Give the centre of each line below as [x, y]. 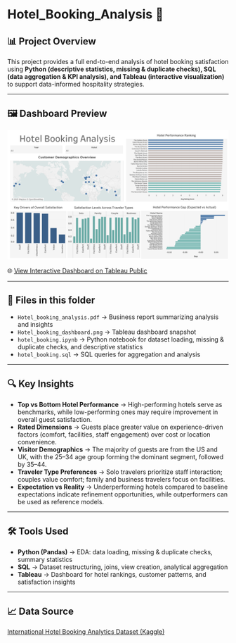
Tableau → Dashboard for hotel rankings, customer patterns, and [112, 574]
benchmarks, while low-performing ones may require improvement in [118, 412]
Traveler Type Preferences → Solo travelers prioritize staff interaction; [120, 472]
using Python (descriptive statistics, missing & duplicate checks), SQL [112, 69]
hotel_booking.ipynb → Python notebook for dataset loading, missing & [121, 339]
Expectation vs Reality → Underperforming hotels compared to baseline [123, 487]
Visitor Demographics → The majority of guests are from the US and [117, 449]
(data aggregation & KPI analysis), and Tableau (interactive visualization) [116, 76]
